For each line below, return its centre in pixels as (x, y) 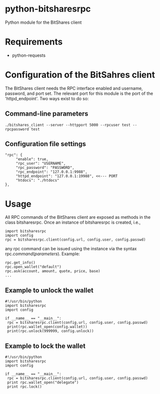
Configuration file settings (45, 144)
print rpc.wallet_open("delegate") (43, 382)
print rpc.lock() (24, 387)
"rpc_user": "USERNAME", (41, 164)
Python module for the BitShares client (44, 22)
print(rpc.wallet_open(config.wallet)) (47, 327)
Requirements (34, 42)
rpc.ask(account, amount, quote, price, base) (53, 271)
